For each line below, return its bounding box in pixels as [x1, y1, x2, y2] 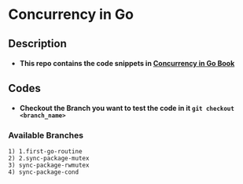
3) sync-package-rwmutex [8, 161, 90, 170]
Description [8, 37, 67, 50]
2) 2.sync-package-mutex [8, 155, 90, 163]
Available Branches [8, 130, 84, 141]
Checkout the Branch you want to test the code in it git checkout [19, 104, 234, 113]
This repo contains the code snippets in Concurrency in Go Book [19, 59, 235, 68]
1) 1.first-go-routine [8, 148, 83, 156]
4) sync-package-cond [8, 168, 79, 176]
